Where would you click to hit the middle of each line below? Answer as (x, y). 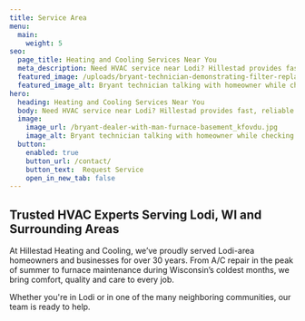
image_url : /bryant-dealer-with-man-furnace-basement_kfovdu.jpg (152, 128)
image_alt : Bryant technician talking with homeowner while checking (160, 136)
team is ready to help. (50, 307)
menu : (20, 26)
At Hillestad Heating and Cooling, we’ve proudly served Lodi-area (132, 251)
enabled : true (52, 152)
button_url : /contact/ (69, 161)
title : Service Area (49, 18)
